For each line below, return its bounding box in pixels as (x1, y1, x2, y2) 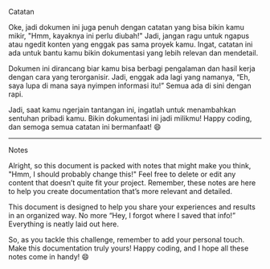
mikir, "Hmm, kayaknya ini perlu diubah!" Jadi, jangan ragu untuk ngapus (8, 31, 250, 40)
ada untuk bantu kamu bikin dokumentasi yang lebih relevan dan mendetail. (8, 48, 259, 57)
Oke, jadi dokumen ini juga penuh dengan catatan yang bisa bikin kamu (8, 23, 245, 31)
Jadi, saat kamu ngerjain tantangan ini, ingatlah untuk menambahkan (8, 105, 236, 114)
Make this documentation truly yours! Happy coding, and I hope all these (8, 243, 249, 253)
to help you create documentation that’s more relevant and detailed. (8, 187, 233, 196)
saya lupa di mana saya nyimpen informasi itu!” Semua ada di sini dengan (8, 81, 252, 90)
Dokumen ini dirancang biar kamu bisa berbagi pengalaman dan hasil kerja (8, 64, 256, 73)
